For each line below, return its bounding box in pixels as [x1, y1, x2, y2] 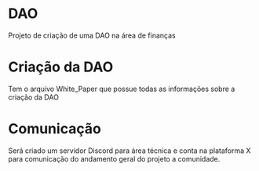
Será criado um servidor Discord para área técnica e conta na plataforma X [8, 146, 251, 155]
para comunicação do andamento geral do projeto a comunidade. [8, 154, 221, 163]
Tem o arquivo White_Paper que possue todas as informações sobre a [8, 84, 235, 93]
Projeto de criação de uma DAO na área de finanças [8, 31, 176, 40]
